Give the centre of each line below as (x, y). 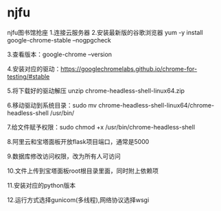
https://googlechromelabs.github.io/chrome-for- (129, 69)
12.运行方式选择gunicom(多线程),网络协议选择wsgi (78, 199)
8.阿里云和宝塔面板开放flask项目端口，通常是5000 (78, 141)
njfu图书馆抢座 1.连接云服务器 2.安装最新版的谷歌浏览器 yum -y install (105, 32)
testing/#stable (28, 76)
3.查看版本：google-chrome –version (59, 54)
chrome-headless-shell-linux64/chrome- (156, 105)
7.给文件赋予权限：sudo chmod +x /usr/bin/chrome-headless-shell (101, 127)
